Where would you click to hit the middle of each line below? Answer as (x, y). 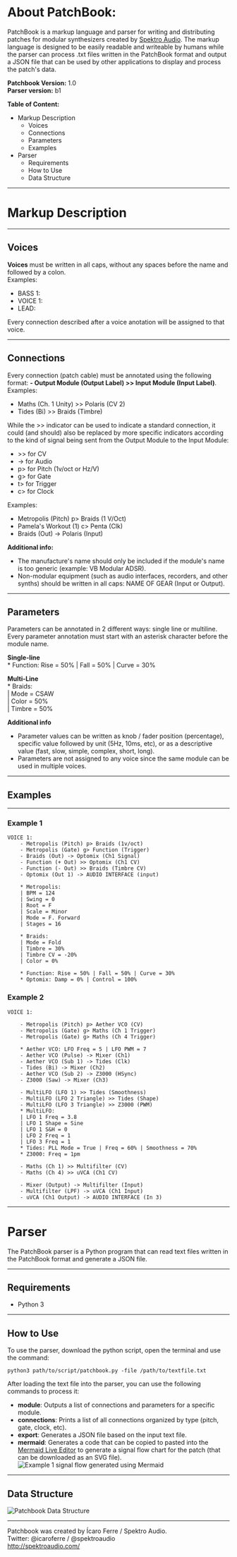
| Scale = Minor (44, 912)
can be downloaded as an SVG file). (69, 1458)
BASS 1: (29, 293)
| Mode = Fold (41, 943)
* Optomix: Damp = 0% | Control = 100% (79, 980)
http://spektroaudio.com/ (44, 1546)
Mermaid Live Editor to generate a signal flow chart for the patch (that (119, 1450)
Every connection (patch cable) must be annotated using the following (109, 375)
